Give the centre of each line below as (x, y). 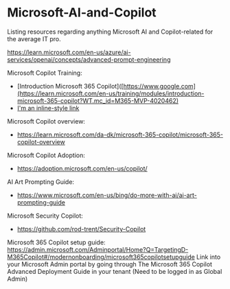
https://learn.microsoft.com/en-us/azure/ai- (69, 52)
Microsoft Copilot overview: (46, 121)
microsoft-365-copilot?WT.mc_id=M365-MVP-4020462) (98, 100)
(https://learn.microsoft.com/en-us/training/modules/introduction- (111, 93)
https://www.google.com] (159, 86)
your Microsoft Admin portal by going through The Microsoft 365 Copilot (110, 264)
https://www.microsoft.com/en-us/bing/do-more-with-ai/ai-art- (107, 195)
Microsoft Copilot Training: (45, 73)
